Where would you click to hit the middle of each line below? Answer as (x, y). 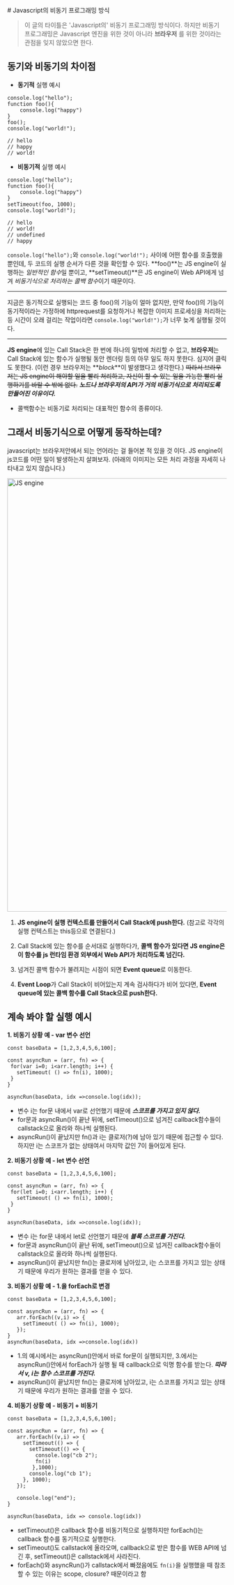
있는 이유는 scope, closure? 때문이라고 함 (89, 1574)
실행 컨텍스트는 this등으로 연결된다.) (67, 931)
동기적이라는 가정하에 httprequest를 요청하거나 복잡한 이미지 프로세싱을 (105, 311)
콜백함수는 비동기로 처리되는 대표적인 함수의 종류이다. (90, 408)
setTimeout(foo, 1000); (42, 204)
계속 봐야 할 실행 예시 (49, 1017)
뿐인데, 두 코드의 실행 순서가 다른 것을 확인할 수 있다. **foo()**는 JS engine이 (113, 263)
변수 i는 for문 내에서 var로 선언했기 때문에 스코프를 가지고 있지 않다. (109, 1111)
